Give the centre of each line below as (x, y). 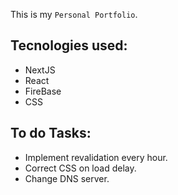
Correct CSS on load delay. (80, 168)
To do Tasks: (51, 133)
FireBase (43, 91)
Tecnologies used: (69, 45)
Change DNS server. (67, 178)
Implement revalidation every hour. (96, 157)
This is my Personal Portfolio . (74, 14)
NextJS (40, 70)
